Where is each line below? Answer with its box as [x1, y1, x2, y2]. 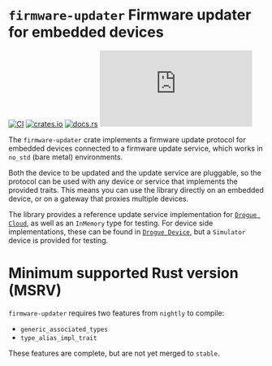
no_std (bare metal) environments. [8, 152, 123, 162]
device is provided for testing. [8, 235, 108, 245]
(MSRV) [8, 281, 63, 300]
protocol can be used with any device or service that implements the [8, 176, 238, 186]
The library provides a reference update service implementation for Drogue [8, 209, 257, 219]
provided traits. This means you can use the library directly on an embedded [8, 185, 264, 194]
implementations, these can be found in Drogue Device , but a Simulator [8, 226, 246, 237]
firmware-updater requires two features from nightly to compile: [8, 307, 225, 318]
